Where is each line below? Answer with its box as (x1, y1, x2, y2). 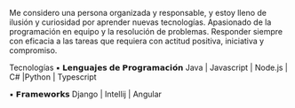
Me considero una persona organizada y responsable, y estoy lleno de (9, 8, 267, 18)
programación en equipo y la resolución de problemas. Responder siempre (9, 27, 283, 36)
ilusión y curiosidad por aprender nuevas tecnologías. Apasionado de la (9, 17, 272, 27)
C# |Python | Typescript (9, 72, 97, 82)
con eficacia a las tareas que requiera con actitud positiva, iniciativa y (9, 35, 265, 46)
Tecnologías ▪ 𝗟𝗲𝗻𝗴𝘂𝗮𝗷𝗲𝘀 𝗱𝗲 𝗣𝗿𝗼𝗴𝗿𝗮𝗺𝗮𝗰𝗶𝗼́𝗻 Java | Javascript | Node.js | (9, 62, 289, 73)
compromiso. (9, 45, 58, 56)
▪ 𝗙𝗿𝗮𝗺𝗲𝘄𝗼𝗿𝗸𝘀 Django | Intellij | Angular (9, 89, 163, 99)
